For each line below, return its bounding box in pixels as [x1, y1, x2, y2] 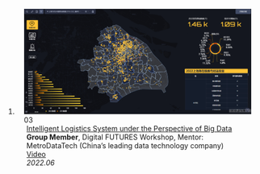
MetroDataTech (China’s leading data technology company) [26, 141, 224, 151]
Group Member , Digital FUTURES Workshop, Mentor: [26, 132, 204, 142]
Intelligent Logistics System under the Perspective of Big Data [26, 124, 233, 134]
